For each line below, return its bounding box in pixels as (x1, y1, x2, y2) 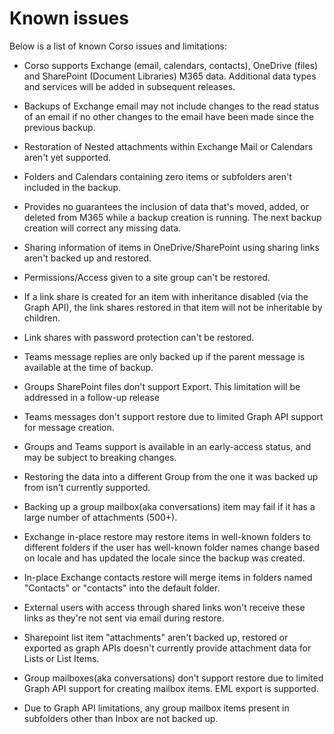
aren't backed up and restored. (23, 252, 152, 264)
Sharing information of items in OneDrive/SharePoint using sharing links (23, 241, 320, 253)
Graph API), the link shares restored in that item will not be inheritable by (23, 301, 323, 313)
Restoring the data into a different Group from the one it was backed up (23, 470, 319, 482)
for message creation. (23, 421, 115, 433)
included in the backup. (23, 181, 122, 193)
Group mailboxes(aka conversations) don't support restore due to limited (23, 672, 324, 684)
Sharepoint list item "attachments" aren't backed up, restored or (23, 631, 289, 643)
